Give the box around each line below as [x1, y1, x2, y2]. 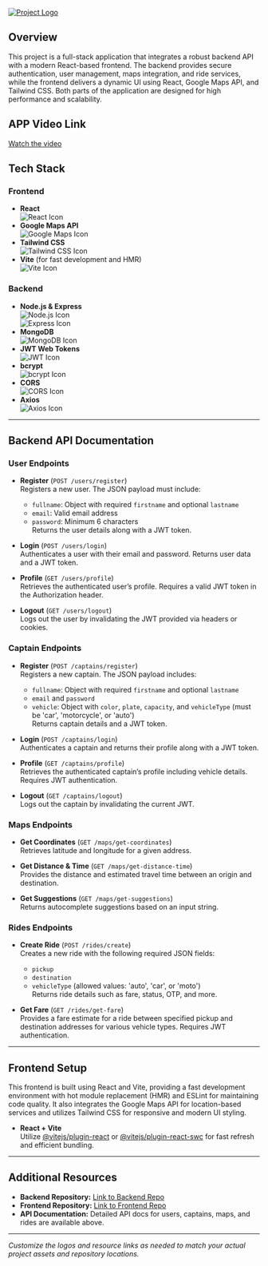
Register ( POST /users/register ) [19, 476, 128, 486]
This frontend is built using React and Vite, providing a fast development [8, 1082, 246, 1092]
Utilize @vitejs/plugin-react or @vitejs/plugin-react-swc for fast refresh [19, 1132, 255, 1141]
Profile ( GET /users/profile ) [19, 573, 114, 583]
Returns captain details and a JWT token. [31, 719, 167, 728]
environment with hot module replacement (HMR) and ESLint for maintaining [8, 1091, 259, 1100]
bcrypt [19, 360, 44, 371]
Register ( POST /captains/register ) [19, 661, 138, 670]
